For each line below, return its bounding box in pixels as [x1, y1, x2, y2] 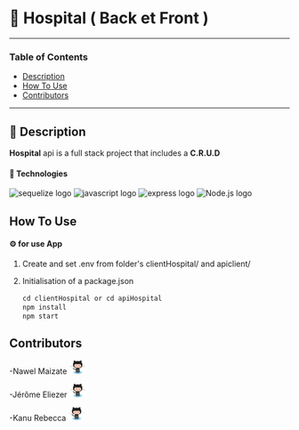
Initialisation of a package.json [21, 275, 134, 286]
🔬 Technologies [9, 168, 69, 179]
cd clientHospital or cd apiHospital [21, 294, 163, 303]
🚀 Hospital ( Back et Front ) [9, 8, 209, 28]
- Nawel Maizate [9, 365, 68, 377]
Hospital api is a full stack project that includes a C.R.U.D [9, 148, 221, 158]
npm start [21, 312, 60, 320]
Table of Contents [9, 51, 89, 63]
